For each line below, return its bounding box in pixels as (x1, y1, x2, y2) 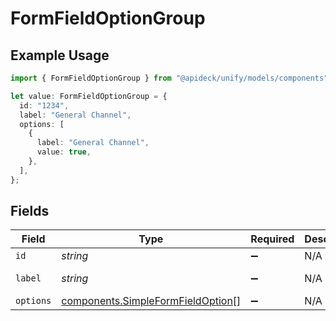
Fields (10, 203, 50, 220)
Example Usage (10, 47, 110, 64)
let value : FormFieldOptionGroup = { (10, 91, 168, 101)
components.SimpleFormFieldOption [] (61, 294, 242, 308)
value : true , (36, 147, 92, 157)
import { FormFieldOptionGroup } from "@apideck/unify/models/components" (10, 73, 329, 83)
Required (250, 232, 295, 246)
